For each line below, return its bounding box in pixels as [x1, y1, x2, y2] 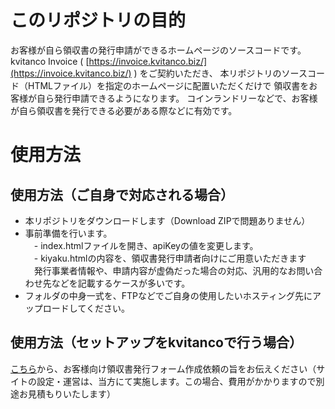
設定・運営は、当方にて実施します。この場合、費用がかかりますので [36, 375, 317, 387]
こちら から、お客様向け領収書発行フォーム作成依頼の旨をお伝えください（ [10, 362, 317, 375]
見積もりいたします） [27, 387, 116, 400]
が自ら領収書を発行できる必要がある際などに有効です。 [10, 104, 238, 116]
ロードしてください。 [42, 302, 130, 314]
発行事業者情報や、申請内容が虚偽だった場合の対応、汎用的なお [33, 264, 297, 276]
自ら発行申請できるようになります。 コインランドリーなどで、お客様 [36, 92, 318, 104]
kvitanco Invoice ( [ [10, 55, 90, 67]
